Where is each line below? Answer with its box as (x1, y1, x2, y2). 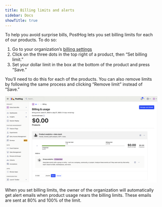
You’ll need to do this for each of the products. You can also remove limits (5, 76, 152, 82)
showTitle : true (5, 18, 38, 23)
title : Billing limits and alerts (5, 8, 75, 13)
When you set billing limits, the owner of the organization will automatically (5, 187, 154, 193)
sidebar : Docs (5, 13, 34, 18)
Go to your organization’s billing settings (12, 46, 92, 52)
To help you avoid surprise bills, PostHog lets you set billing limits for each (5, 32, 153, 38)
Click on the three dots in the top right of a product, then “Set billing (12, 51, 147, 58)
